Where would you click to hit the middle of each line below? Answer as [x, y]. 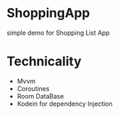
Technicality [44, 61]
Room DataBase [40, 96]
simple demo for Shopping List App [58, 33]
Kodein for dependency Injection [65, 104]
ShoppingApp [48, 13]
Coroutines [33, 88]
